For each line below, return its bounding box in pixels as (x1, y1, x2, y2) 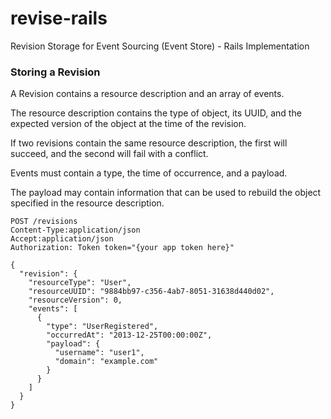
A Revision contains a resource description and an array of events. (10, 88, 285, 100)
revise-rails (10, 7, 108, 30)
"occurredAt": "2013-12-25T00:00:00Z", (46, 330, 213, 341)
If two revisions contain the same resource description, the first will (10, 137, 288, 149)
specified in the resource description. (10, 197, 165, 209)
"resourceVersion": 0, (28, 295, 123, 306)
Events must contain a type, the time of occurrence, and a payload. (10, 167, 288, 179)
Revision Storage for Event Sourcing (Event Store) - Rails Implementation (10, 40, 310, 52)
